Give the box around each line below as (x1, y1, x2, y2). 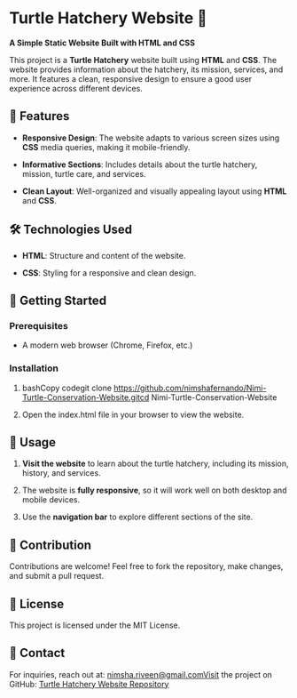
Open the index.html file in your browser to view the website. (21, 409, 245, 420)
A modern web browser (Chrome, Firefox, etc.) (21, 340, 193, 350)
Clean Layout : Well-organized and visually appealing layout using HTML (21, 186, 287, 197)
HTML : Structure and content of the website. (21, 250, 186, 261)
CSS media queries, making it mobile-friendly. (21, 141, 191, 152)
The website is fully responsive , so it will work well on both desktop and (21, 485, 287, 496)
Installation (9, 362, 59, 374)
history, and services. (21, 468, 101, 478)
